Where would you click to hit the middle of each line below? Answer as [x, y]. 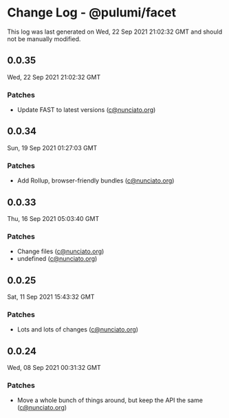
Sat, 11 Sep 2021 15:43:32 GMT [51, 297]
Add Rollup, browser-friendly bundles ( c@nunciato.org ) [96, 181]
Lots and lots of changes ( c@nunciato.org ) [78, 329]
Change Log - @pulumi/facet [92, 13]
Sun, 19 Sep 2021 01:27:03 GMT [52, 148]
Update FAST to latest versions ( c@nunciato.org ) [86, 110]
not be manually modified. [44, 38]
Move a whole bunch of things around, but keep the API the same [110, 400]
